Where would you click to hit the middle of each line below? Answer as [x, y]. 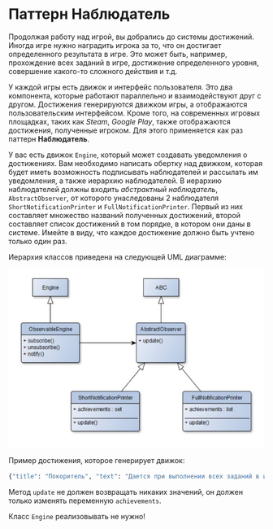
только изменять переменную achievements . [85, 501]
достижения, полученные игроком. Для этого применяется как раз [126, 130]
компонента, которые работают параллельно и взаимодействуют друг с [135, 95]
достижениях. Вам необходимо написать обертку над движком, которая [135, 163]
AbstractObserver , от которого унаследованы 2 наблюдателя [114, 198]
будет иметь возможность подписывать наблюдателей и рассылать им [133, 172]
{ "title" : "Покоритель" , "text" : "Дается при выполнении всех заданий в [134, 476]
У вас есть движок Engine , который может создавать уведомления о [128, 155]
